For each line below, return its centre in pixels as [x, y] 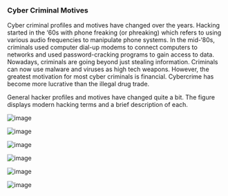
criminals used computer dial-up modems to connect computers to [103, 48]
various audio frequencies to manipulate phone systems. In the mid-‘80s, [111, 40]
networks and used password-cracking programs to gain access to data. [111, 55]
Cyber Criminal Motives [48, 10]
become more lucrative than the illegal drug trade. [78, 84]
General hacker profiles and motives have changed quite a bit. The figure [111, 97]
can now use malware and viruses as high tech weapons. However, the [108, 69]
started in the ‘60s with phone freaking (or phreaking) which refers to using [114, 32]
